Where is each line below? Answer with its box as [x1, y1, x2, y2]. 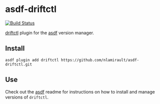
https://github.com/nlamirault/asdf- [60, 57, 140, 62]
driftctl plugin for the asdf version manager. [5, 29, 95, 35]
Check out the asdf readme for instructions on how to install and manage [5, 88, 156, 94]
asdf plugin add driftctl [5, 57, 59, 62]
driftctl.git [5, 61, 32, 67]
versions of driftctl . [5, 94, 49, 100]
